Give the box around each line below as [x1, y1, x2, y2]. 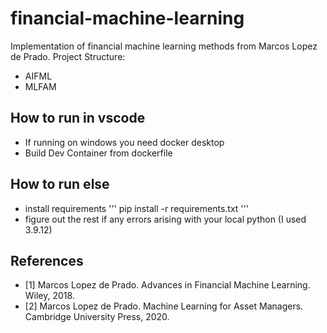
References [10, 252, 84, 269]
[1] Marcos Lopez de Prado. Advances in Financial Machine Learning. [24, 279, 311, 291]
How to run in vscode [10, 110, 146, 127]
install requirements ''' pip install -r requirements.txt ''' [24, 202, 249, 214]
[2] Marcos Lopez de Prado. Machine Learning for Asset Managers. [24, 300, 304, 312]
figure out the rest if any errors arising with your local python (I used [24, 213, 307, 225]
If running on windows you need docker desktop [24, 136, 225, 148]
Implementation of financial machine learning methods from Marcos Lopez [10, 40, 318, 52]
